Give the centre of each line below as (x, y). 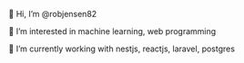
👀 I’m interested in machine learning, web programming (112, 31)
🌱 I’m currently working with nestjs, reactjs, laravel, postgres (122, 49)
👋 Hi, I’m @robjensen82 (53, 14)
